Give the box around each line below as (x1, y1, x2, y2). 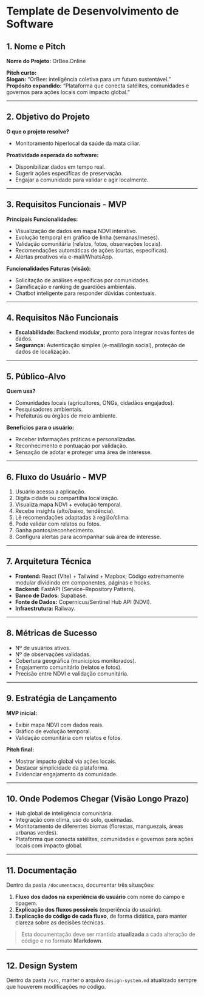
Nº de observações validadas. (15, 651, 91, 658)
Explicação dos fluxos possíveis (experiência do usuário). (15, 906, 162, 913)
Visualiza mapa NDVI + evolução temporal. (15, 501, 123, 508)
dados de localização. (15, 348, 70, 356)
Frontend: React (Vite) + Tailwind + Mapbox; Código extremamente (15, 572, 184, 580)
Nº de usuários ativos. (15, 644, 71, 651)
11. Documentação (6, 865, 77, 875)
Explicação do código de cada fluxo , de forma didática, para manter (15, 912, 188, 920)
